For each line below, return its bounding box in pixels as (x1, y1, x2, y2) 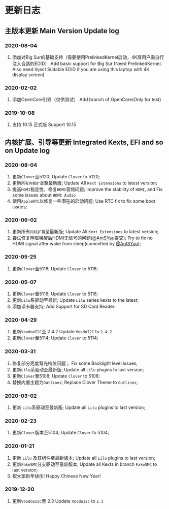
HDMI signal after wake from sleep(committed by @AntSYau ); (12, 241, 142, 247)
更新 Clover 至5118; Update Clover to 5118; (12, 265, 98, 272)
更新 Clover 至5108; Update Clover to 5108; (12, 373, 100, 379)
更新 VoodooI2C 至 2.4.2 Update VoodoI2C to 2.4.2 (12, 329, 112, 335)
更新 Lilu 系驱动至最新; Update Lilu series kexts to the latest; (12, 297, 139, 303)
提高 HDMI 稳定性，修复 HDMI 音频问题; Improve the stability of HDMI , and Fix (12, 186, 163, 193)
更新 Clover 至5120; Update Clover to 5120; (12, 174, 100, 180)
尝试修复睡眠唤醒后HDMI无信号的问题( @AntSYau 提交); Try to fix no (12, 235, 153, 241)
